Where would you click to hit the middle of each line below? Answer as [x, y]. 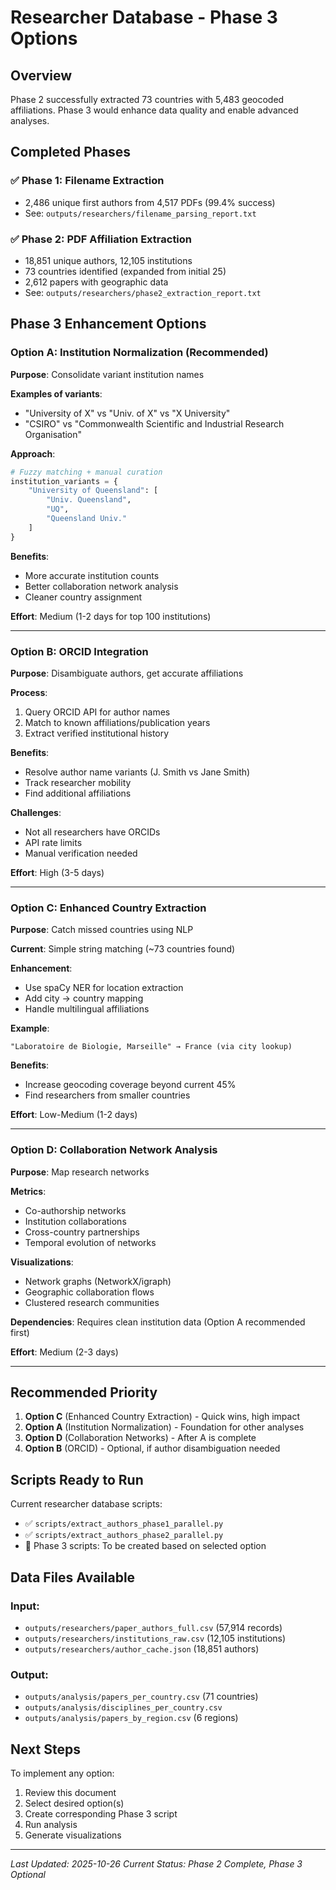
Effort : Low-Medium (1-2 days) [74, 1115]
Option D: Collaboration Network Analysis [114, 1150]
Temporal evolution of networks [90, 1242]
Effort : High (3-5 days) [57, 872]
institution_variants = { [64, 481]
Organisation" [53, 434]
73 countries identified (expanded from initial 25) [125, 271]
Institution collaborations [75, 1221]
